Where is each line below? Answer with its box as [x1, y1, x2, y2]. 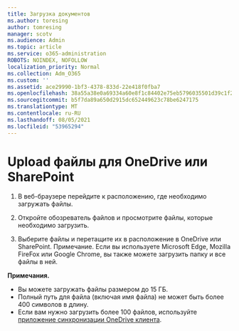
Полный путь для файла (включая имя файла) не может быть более [17, 293, 224, 301]
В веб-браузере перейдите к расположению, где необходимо [17, 192, 207, 201]
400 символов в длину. [17, 300, 89, 309]
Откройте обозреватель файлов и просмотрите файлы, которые [17, 214, 213, 222]
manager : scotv [7, 30, 53, 38]
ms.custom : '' [7, 76, 50, 84]
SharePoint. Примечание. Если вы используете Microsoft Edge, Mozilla [17, 243, 231, 251]
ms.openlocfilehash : [7, 90, 69, 97]
